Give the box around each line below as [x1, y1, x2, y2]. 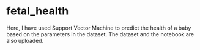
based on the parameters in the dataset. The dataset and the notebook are [6, 30, 194, 37]
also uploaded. [6, 37, 44, 44]
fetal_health [6, 4, 69, 18]
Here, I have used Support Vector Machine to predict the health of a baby [6, 24, 191, 31]
